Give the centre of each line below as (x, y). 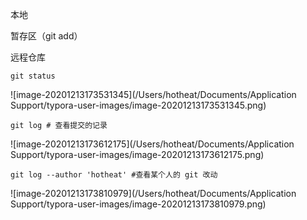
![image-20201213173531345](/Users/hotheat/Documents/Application (153, 94)
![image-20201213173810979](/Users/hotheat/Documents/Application (153, 193)
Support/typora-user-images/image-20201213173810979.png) (138, 204)
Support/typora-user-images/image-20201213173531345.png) (138, 105)
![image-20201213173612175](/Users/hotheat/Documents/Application (152, 144)
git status (33, 76)
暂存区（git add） (46, 36)
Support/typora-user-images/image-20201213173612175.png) (137, 154)
